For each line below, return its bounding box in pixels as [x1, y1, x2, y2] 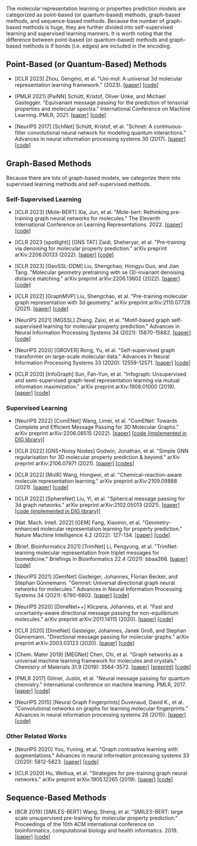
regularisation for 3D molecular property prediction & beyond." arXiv [14, 454, 181, 461]
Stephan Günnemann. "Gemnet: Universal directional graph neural [14, 579, 175, 587]
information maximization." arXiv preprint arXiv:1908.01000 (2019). [14, 383, 176, 390]
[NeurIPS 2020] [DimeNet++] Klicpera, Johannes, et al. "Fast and [14, 603, 173, 610]
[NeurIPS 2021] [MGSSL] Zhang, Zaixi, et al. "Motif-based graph [14, 316, 171, 323]
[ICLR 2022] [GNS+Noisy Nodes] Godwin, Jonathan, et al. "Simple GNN [14, 447, 189, 454]
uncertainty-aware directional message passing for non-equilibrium [14, 610, 179, 617]
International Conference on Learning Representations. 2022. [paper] [14, 220, 183, 228]
